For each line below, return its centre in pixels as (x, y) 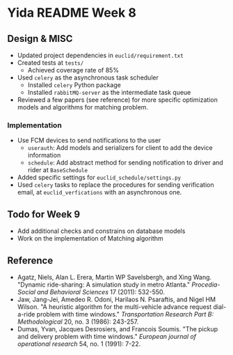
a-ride (26, 314)
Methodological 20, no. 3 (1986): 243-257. (78, 322)
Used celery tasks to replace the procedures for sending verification (115, 185)
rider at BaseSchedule (58, 170)
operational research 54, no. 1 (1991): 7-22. (79, 344)
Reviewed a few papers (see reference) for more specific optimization (117, 100)
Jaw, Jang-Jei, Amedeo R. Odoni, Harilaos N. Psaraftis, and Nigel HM (116, 299)
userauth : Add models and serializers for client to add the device (120, 148)
